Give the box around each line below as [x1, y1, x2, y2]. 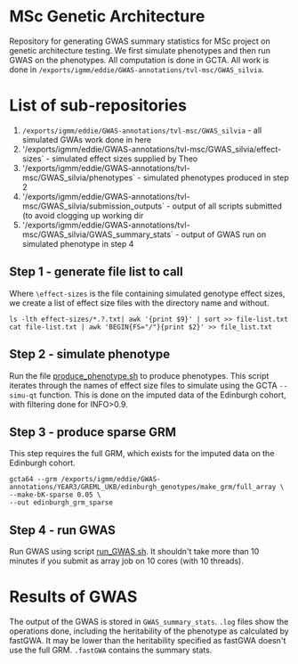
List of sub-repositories [9, 95, 187, 116]
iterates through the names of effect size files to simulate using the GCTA [9, 380, 278, 390]
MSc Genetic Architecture [9, 6, 205, 27]
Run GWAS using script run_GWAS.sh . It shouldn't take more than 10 [9, 546, 260, 557]
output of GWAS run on [181, 229, 267, 240]
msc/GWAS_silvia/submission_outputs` [21, 201, 165, 211]
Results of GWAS [9, 586, 138, 607]
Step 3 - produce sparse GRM [9, 424, 176, 439]
